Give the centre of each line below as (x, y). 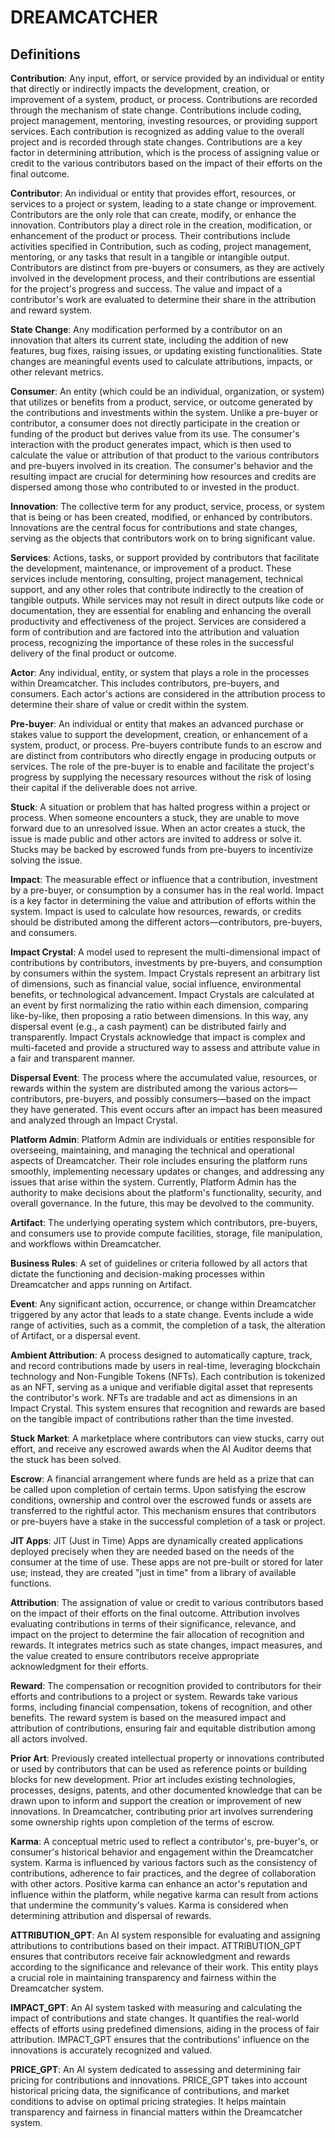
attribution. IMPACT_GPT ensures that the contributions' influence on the (160, 2039)
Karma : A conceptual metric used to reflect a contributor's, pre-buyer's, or (164, 1841)
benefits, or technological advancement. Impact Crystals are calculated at (162, 994)
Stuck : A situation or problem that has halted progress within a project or (160, 807)
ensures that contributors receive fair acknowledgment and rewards (150, 1956)
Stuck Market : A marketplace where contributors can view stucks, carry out (167, 1438)
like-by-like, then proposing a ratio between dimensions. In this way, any (159, 1015)
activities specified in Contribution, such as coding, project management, (161, 246)
